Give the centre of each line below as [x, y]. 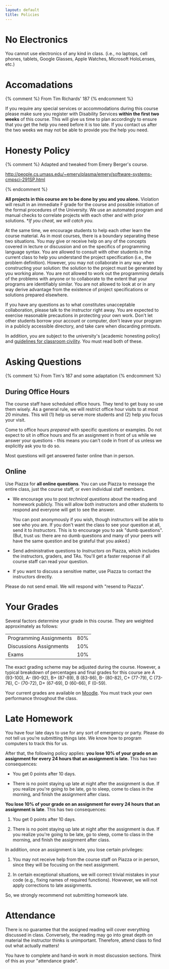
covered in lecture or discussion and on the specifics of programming [78, 247]
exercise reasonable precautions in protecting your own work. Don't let [79, 315]
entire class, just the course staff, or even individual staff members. [75, 489]
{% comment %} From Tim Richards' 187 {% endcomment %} [69, 99]
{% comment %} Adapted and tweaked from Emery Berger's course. [77, 164]
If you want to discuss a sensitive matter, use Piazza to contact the [82, 571]
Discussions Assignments [38, 646]
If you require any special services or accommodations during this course [82, 109]
